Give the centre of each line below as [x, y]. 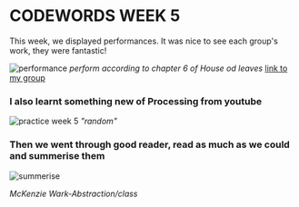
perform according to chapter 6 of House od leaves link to [179, 68]
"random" [99, 121]
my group [27, 77]
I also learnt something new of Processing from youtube [135, 101]
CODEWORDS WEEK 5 [95, 16]
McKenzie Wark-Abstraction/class [74, 193]
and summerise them [57, 156]
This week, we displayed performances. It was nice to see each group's [144, 41]
